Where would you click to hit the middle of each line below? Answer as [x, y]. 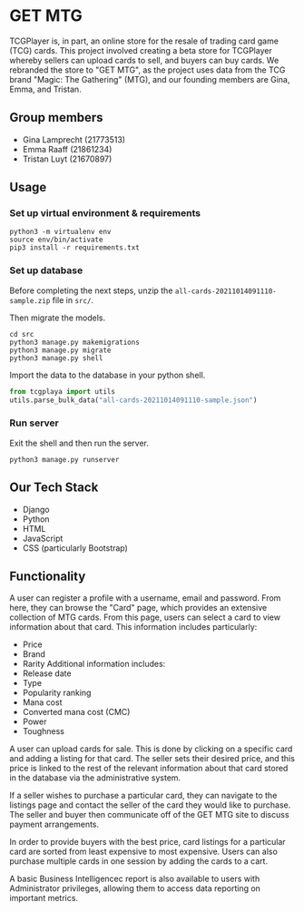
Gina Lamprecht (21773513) [74, 139]
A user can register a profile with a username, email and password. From [145, 598]
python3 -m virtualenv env [60, 232]
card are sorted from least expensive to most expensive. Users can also [144, 852]
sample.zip [30, 300]
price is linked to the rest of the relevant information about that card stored [149, 769]
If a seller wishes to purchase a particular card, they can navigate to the [143, 796]
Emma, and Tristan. [45, 89]
